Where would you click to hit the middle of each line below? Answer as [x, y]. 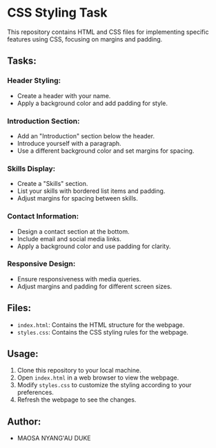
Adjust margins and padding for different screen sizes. [95, 286]
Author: [24, 421]
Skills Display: [31, 169]
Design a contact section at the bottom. [73, 231]
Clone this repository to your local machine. [79, 371]
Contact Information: [43, 216]
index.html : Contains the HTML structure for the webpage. [101, 325]
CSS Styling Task [57, 13]
